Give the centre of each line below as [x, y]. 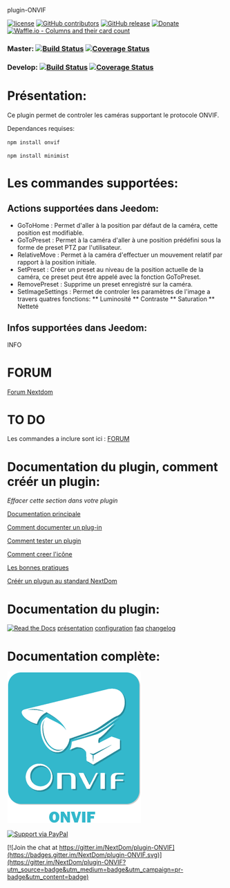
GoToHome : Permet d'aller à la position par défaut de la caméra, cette [117, 225]
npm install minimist [38, 156]
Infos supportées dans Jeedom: [77, 328]
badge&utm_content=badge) [48, 877]
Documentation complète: [84, 656]
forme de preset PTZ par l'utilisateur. [69, 247]
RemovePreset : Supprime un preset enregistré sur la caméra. [105, 284]
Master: [21, 48]
